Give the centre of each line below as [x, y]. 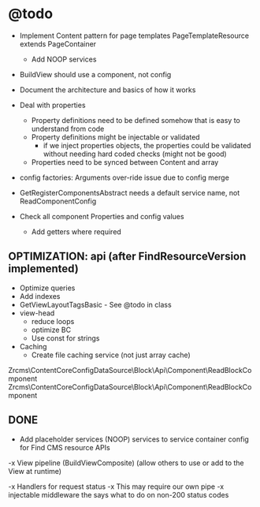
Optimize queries [47, 288]
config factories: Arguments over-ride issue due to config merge [124, 177]
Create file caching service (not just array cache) [111, 355]
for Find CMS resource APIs [65, 447]
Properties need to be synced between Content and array [125, 162]
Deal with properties [52, 105]
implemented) [43, 269]
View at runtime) [35, 471]
